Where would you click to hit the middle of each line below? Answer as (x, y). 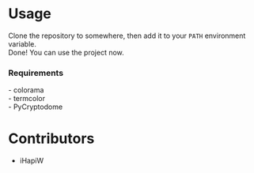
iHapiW (32, 161)
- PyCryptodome (36, 107)
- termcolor (27, 99)
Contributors (51, 139)
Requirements (36, 73)
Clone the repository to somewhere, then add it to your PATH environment (127, 36)
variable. (23, 43)
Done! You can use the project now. (66, 52)
